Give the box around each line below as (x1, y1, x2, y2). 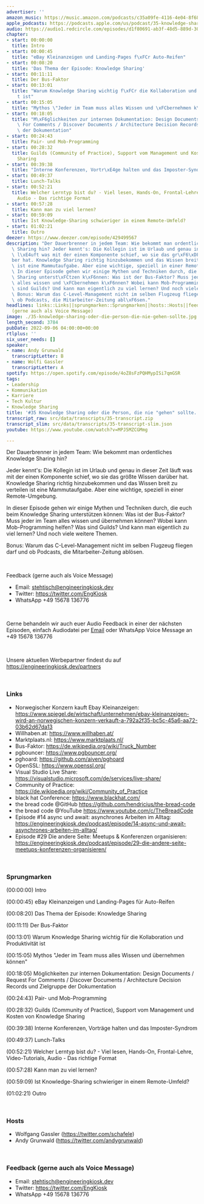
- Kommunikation (6, 387, 47, 393)
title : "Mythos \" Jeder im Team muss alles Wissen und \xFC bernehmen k (12, 104, 197, 111)
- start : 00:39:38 (6, 162, 53, 168)
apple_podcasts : (6, 20, 47, 26)
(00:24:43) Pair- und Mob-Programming (6, 994, 107, 1002)
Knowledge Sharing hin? (6, 455, 67, 462)
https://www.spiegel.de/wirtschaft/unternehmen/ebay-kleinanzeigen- (15, 710, 189, 717)
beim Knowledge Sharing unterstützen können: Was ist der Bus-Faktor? (6, 511, 185, 518)
